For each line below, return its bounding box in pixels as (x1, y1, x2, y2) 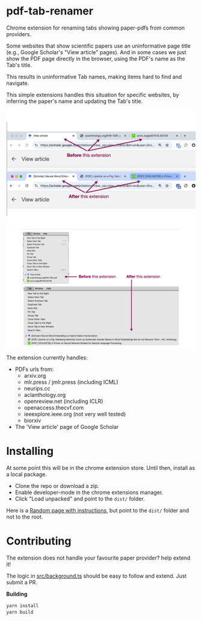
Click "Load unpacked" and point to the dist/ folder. (14, 495, 145, 502)
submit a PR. (6, 578, 38, 585)
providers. (6, 30, 32, 37)
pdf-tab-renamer (6, 4, 94, 18)
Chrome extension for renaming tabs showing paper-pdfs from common (6, 24, 185, 31)
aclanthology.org (23, 391, 66, 398)
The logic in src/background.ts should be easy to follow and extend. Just (6, 572, 187, 579)
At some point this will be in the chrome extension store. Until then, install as (6, 464, 195, 471)
